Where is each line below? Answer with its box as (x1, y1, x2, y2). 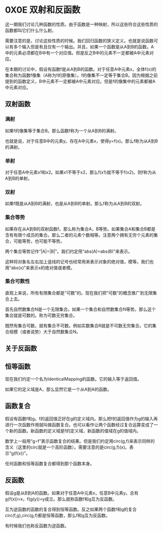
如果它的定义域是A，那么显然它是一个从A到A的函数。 (5, 387, 112, 392)
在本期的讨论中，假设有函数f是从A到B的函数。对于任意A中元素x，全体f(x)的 (5, 66, 157, 72)
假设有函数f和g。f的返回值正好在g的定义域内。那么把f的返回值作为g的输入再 (5, 416, 158, 421)
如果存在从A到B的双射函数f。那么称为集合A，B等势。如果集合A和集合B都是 (5, 226, 156, 232)
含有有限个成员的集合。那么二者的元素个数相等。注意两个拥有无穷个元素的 (5, 232, 154, 238)
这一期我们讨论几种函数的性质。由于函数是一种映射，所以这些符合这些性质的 (5, 21, 158, 27)
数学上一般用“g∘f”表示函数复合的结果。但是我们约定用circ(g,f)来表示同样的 (5, 438, 155, 444)
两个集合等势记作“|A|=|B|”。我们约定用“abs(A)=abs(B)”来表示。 (5, 248, 132, 254)
